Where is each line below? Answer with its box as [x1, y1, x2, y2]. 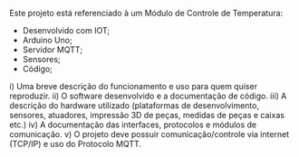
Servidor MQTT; [22, 44, 83, 55]
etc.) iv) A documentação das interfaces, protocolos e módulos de [9, 119, 257, 130]
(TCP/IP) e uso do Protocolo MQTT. [9, 139, 142, 149]
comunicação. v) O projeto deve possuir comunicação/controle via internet [9, 129, 290, 139]
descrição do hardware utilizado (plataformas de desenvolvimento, [9, 100, 260, 111]
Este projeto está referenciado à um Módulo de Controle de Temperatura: [9, 8, 284, 18]
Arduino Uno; [22, 35, 72, 45]
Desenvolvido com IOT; [22, 25, 111, 35]
